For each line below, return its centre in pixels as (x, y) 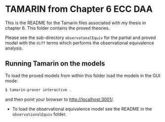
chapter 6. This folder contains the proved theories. (58, 28)
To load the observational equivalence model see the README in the (82, 109)
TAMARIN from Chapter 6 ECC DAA (79, 9)
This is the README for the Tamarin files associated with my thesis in (76, 23)
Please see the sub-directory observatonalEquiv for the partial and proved (81, 38)
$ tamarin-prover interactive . (38, 90)
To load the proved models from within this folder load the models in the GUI (83, 76)
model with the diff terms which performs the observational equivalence (80, 42)
